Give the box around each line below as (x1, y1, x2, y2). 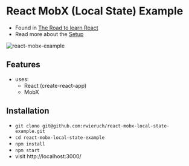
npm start (14, 147, 40, 153)
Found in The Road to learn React (14, 24, 98, 31)
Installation (6, 106, 50, 116)
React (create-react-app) (24, 82, 87, 89)
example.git (14, 128, 45, 134)
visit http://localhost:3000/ (14, 152, 82, 160)
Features (6, 60, 40, 70)
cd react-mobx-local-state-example (14, 134, 105, 141)
